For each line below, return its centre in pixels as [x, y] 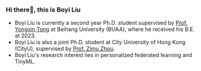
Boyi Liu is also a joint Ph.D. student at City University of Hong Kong [100, 42]
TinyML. [25, 62]
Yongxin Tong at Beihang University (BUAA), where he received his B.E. [104, 29]
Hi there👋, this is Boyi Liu [43, 10]
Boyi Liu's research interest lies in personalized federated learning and [103, 55]
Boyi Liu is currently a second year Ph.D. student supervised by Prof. [101, 23]
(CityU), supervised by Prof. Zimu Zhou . [65, 49]
